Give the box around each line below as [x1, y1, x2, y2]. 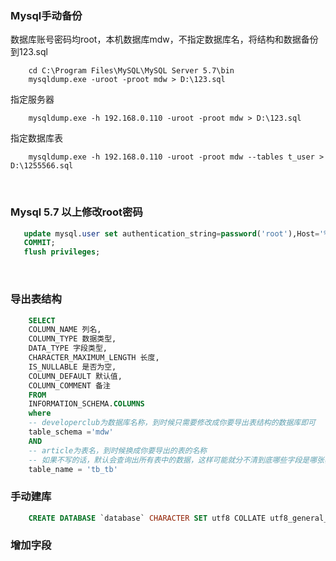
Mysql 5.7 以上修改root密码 [10, 205, 143, 219]
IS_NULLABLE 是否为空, [28, 362, 117, 372]
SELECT [28, 315, 56, 326]
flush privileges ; [23, 247, 101, 257]
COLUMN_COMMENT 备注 [28, 380, 111, 391]
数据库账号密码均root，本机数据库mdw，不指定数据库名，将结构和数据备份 [10, 33, 319, 46]
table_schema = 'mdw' [28, 427, 114, 437]
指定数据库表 [10, 132, 63, 144]
